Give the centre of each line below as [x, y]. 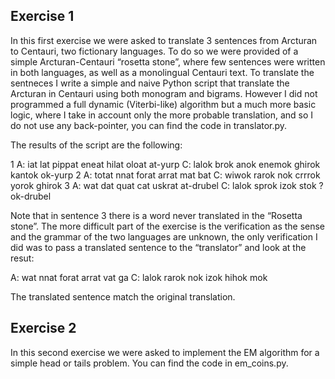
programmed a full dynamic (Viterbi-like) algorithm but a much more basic [163, 104]
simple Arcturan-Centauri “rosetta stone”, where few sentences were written [168, 61]
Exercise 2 [43, 328]
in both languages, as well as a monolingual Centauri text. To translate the [162, 72]
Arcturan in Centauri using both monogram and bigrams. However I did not [164, 93]
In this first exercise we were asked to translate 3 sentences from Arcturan [164, 40]
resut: [22, 258]
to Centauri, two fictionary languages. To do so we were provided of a [154, 51]
